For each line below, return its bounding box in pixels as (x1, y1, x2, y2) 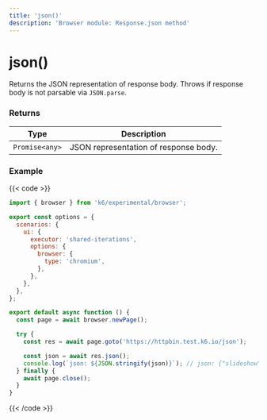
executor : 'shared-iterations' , (29, 235, 137, 243)
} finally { (16, 367, 56, 375)
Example (9, 165, 44, 176)
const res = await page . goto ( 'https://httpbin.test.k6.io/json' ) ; (23, 338, 247, 346)
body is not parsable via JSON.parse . (9, 88, 128, 98)
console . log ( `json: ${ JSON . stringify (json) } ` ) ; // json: (23, 359, 216, 368)
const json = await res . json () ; (23, 352, 130, 360)
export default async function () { (9, 309, 130, 317)
